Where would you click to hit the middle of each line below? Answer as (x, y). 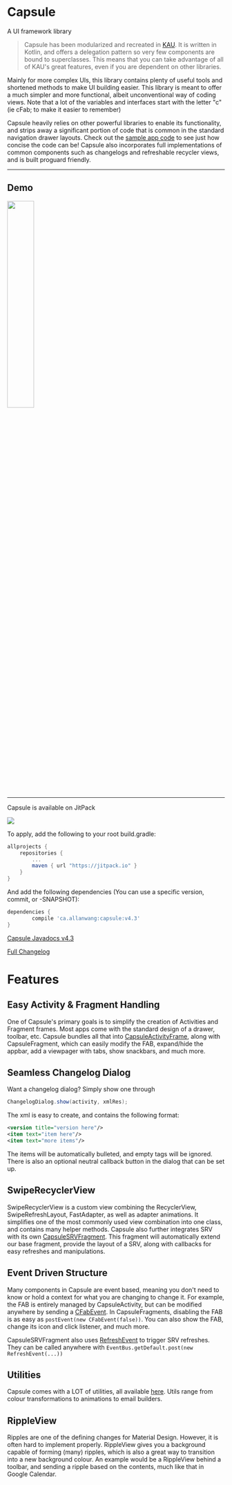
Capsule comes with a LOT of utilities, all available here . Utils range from (110, 1392)
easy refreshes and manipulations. (56, 1251)
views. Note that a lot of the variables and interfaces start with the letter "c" (115, 102)
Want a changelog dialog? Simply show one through (81, 1089)
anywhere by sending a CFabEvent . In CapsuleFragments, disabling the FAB (115, 1311)
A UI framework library (39, 31)
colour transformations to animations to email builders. (85, 1399)
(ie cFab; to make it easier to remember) (64, 109)
